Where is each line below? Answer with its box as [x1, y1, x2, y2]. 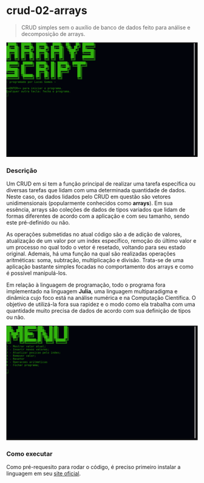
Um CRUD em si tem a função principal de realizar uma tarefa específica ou [6, 180, 196, 187]
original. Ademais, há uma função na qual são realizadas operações [6, 250, 176, 257]
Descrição [6, 167, 38, 175]
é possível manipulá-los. [6, 269, 67, 277]
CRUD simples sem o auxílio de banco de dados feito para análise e [21, 24, 191, 31]
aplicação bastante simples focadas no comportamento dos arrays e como [6, 263, 194, 271]
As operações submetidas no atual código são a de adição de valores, [6, 231, 182, 238]
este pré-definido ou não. [6, 219, 70, 226]
